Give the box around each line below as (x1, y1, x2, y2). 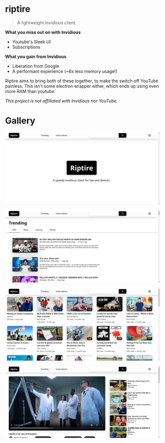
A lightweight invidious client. (17, 20, 77, 26)
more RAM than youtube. (5, 88, 55, 94)
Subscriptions (12, 44, 41, 50)
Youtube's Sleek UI (12, 38, 51, 45)
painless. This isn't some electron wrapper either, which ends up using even (5, 83, 159, 89)
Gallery (5, 115, 35, 127)
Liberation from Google (12, 63, 59, 69)
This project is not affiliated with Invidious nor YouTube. (5, 97, 118, 104)
